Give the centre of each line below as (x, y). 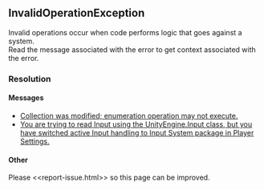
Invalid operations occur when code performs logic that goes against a (125, 32)
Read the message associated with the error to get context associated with (132, 49)
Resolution (30, 79)
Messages (26, 98)
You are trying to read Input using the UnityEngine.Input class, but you (136, 124)
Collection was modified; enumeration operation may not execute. (129, 115)
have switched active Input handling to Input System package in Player (137, 132)
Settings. (35, 141)
